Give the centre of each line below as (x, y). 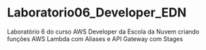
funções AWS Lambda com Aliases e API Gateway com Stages (95, 38)
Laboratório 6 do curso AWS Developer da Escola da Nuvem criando (103, 32)
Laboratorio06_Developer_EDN (97, 13)
